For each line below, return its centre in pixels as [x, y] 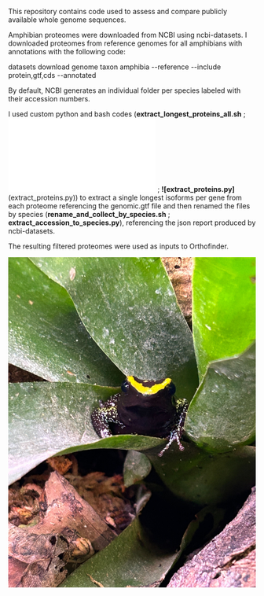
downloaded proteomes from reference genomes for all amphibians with [125, 43]
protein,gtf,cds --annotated [52, 75]
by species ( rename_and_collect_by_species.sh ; [89, 214]
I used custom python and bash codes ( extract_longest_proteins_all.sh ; [127, 114]
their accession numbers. [49, 99]
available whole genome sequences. [67, 20]
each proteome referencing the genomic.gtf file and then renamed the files [129, 206]
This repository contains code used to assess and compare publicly [118, 11]
